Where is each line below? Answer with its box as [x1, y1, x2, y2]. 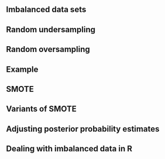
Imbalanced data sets [6, 5, 87, 15]
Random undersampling [6, 25, 95, 34]
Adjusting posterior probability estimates [6, 124, 160, 134]
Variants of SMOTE [6, 104, 77, 114]
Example [6, 64, 39, 74]
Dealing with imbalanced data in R [6, 144, 133, 154]
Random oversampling [6, 44, 91, 54]
